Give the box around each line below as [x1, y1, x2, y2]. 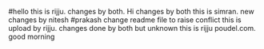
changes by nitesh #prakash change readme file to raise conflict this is [8, 15, 242, 24]
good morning [8, 32, 55, 41]
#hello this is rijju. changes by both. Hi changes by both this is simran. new [8, 7, 254, 16]
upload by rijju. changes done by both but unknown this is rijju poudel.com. [8, 24, 256, 32]
